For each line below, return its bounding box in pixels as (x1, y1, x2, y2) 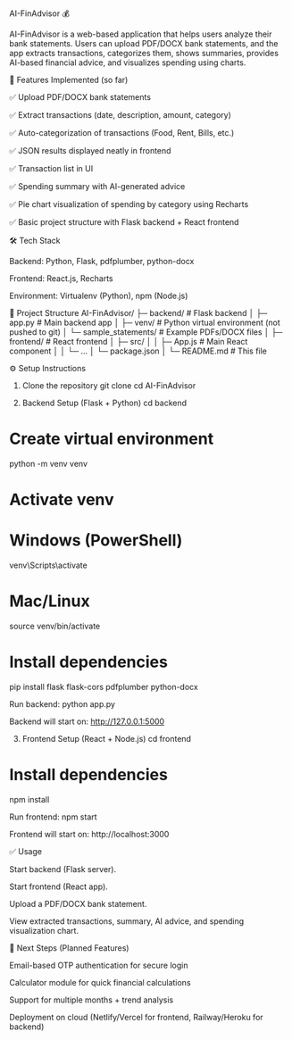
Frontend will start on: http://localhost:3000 (9, 828, 170, 839)
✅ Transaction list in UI (9, 163, 94, 173)
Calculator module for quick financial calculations (9, 977, 191, 987)
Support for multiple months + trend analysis (9, 994, 174, 1005)
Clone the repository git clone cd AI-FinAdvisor (21, 380, 196, 391)
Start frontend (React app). (9, 881, 109, 892)
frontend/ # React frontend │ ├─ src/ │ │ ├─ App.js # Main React (9, 337, 248, 346)
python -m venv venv (9, 458, 88, 469)
